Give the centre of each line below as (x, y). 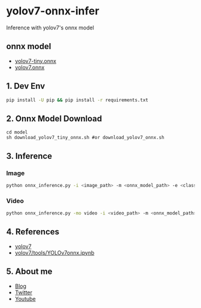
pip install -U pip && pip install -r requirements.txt (77, 100)
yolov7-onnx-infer (53, 11)
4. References (33, 232)
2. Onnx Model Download (54, 118)
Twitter (24, 292)
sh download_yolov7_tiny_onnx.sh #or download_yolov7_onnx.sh (85, 138)
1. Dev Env (26, 86)
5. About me (29, 272)
